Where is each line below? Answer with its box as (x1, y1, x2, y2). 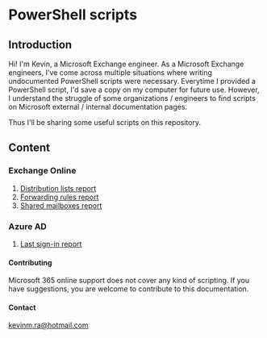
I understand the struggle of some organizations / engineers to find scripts (8, 94, 257, 102)
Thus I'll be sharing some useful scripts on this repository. (8, 118, 202, 127)
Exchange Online (8, 165, 77, 177)
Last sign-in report (19, 239, 82, 248)
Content (8, 141, 51, 155)
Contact (8, 303, 36, 312)
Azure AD (8, 220, 47, 232)
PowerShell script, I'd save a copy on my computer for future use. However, (8, 85, 260, 94)
